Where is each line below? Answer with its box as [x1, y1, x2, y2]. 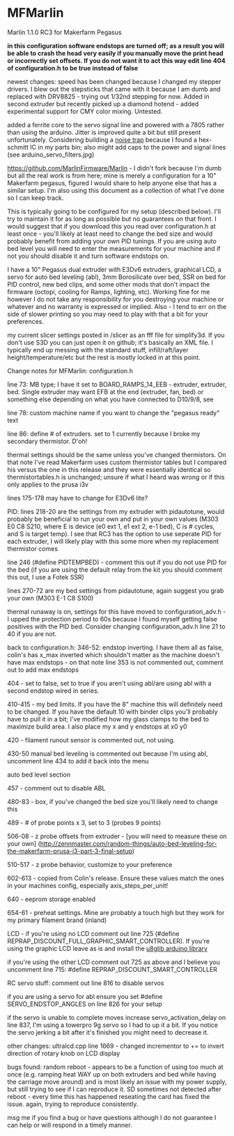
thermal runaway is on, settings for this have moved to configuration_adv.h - [7, 607, 226, 616]
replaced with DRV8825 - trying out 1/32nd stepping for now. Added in [7, 92, 210, 101]
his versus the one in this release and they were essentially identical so [7, 465, 211, 473]
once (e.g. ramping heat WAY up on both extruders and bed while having [7, 1070, 217, 1078]
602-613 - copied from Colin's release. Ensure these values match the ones [7, 874, 224, 882]
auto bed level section [7, 770, 71, 779]
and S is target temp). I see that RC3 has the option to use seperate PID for [7, 529, 221, 538]
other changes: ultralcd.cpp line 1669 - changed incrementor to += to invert [7, 1042, 224, 1050]
